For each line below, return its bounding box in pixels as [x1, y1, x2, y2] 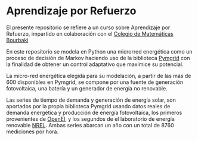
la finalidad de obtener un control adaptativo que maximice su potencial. [6, 61, 184, 68]
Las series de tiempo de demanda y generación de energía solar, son [6, 96, 176, 104]
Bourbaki [6, 36, 29, 43]
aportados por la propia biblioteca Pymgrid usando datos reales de [6, 102, 171, 109]
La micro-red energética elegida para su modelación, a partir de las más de [6, 72, 191, 79]
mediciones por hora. [6, 128, 58, 135]
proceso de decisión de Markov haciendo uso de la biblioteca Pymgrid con [6, 54, 190, 61]
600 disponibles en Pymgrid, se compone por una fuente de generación [6, 79, 184, 86]
